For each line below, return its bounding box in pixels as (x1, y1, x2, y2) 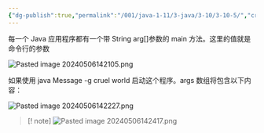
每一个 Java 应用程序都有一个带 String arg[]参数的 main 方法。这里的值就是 (8, 34, 251, 43)
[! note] (27, 116, 52, 125)
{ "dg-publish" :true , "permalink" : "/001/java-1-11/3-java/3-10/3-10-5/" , (8, 11, 247, 20)
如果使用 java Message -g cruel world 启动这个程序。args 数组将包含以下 (8, 75, 245, 84)
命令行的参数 (8, 44, 49, 53)
